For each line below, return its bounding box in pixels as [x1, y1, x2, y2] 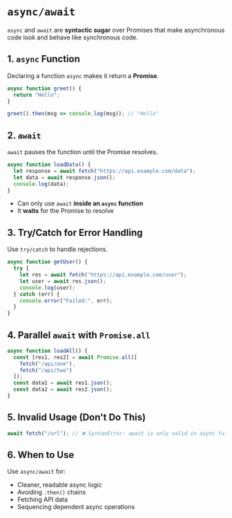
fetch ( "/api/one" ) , [19, 360, 76, 367]
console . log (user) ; [19, 284, 76, 291]
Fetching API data [17, 495, 68, 503]
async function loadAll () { [7, 347, 88, 354]
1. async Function [7, 53, 81, 65]
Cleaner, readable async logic [17, 481, 102, 489]
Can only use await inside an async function [17, 199, 144, 207]
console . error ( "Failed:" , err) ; [19, 297, 113, 304]
